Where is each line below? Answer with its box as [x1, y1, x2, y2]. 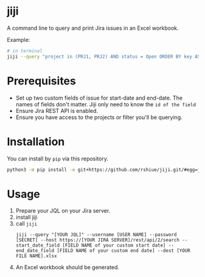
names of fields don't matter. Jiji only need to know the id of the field [15, 100, 196, 108]
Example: [7, 36, 30, 43]
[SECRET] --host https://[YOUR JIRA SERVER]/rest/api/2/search [15, 237, 180, 244]
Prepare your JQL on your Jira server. [15, 207, 111, 214]
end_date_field [15, 248, 55, 254]
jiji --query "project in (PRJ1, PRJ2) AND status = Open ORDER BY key [7, 53, 192, 60]
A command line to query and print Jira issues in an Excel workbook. [7, 24, 179, 32]
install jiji [15, 214, 38, 221]
